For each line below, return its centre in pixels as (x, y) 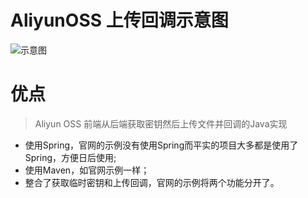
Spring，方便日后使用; (70, 157)
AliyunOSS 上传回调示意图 (119, 20)
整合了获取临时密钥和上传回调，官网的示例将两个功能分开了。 (152, 182)
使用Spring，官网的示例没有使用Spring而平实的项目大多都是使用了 (161, 145)
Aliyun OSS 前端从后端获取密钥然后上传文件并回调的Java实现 (161, 123)
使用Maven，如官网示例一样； (87, 170)
